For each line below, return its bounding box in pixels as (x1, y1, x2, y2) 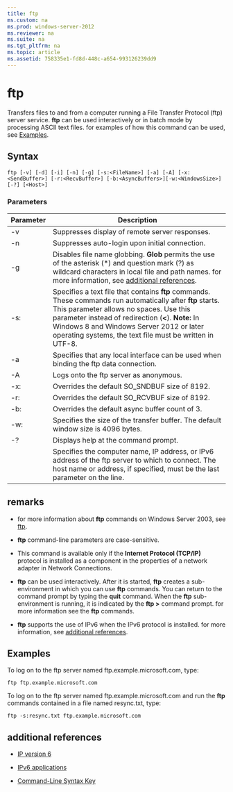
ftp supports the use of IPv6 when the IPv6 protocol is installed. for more (17, 620, 226, 629)
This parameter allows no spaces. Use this (52, 304, 191, 313)
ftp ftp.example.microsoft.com (7, 679, 98, 686)
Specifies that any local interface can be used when (52, 350, 222, 360)
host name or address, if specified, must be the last (52, 463, 220, 473)
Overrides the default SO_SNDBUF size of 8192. (52, 381, 210, 391)
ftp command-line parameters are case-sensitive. (17, 536, 159, 544)
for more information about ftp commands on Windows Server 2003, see (17, 515, 226, 523)
